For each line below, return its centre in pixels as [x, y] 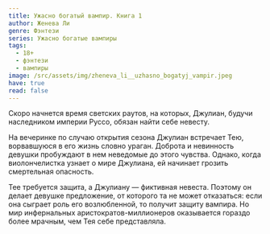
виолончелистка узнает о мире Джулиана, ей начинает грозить [118, 163]
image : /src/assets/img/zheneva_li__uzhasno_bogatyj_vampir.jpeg [120, 76]
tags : [17, 46]
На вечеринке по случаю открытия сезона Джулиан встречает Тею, [126, 138]
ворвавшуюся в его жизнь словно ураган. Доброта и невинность [121, 146]
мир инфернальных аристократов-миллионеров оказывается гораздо [129, 213]
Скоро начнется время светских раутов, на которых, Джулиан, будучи [131, 113]
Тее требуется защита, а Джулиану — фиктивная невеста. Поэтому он [130, 187]
